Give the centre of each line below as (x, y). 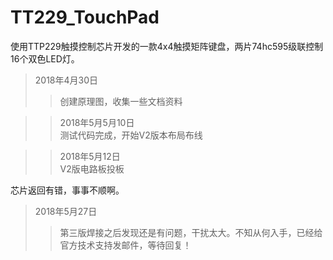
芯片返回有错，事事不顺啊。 (67, 190)
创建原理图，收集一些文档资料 (121, 101)
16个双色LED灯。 (45, 58)
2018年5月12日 (90, 156)
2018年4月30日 (66, 80)
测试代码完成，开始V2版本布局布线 (131, 135)
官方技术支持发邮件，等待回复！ (125, 245)
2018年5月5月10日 (97, 122)
